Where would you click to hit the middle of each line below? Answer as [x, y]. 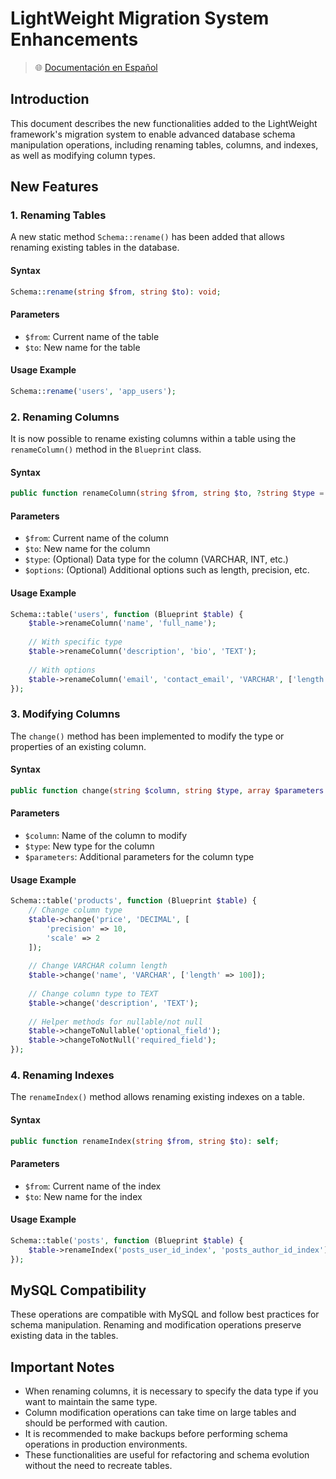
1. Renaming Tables [58, 215]
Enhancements [74, 39]
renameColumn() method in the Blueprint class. [106, 449]
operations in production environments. [106, 1444]
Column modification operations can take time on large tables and [160, 1413]
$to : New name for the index [83, 1196]
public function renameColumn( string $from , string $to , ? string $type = [167, 493]
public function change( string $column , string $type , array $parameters [167, 790]
